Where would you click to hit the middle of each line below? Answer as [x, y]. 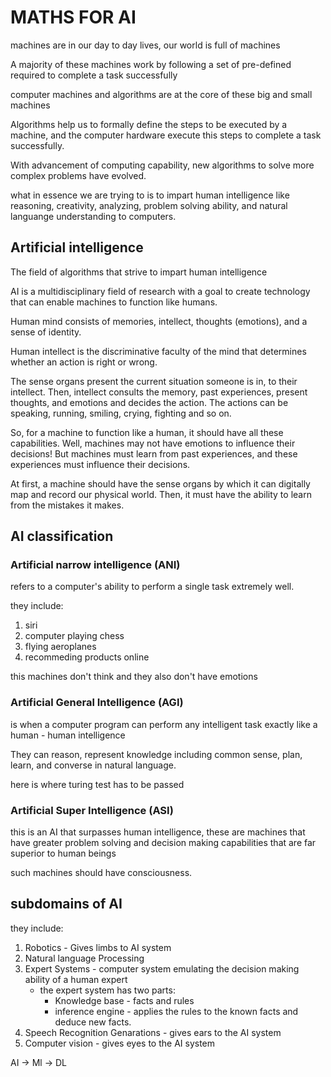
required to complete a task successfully [94, 75]
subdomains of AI [66, 904]
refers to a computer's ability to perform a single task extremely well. [152, 587]
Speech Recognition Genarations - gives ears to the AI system [153, 1032]
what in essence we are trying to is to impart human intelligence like [150, 195]
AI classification [62, 536]
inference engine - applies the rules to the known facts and [176, 1011]
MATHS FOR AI [73, 17]
